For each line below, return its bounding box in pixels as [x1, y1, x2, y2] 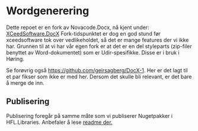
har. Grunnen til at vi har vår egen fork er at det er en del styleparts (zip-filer [6, 43, 192, 50]
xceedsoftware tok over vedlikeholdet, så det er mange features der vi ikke [6, 36, 189, 43]
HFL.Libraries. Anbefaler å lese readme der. [6, 119, 113, 126]
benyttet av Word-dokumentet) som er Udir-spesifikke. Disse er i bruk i [6, 49, 180, 56]
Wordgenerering [6, 4, 90, 18]
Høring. [6, 55, 25, 62]
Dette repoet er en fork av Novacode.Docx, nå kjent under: [6, 24, 149, 31]
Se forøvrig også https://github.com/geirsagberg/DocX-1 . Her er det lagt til [6, 66, 188, 74]
